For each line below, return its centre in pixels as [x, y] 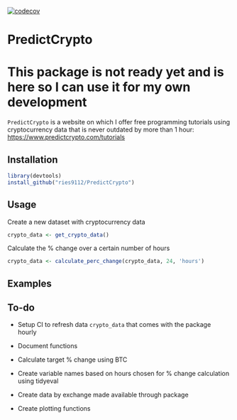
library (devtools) [34, 176]
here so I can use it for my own [99, 87]
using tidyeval [38, 381]
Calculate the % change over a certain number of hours [89, 248]
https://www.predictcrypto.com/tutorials [66, 137]
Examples [29, 283]
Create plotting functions [54, 409]
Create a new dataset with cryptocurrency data [76, 222]
